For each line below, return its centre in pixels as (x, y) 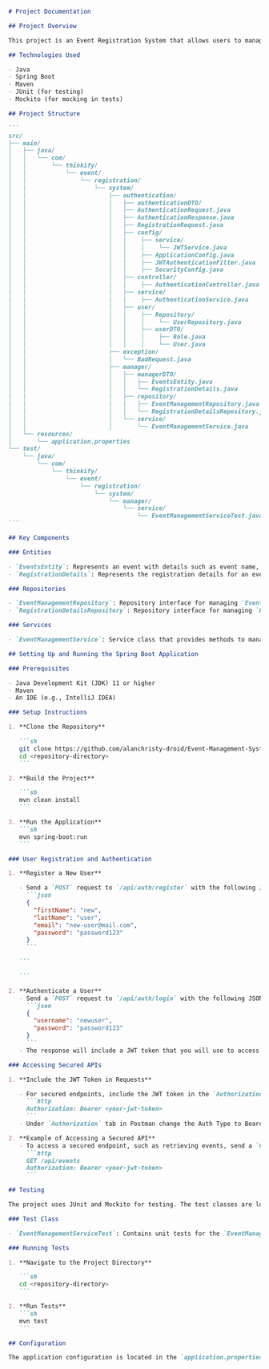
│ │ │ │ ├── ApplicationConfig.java (121, 255)
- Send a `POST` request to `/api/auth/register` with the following (137, 888)
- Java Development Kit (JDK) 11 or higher (82, 683)
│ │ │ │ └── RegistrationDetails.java (123, 389)
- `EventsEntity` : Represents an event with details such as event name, (134, 567)
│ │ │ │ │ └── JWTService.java (118, 247)
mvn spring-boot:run (53, 837)
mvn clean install (50, 800)
